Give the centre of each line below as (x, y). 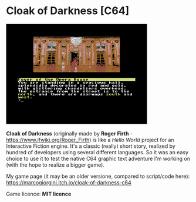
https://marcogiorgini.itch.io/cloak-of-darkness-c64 (69, 182)
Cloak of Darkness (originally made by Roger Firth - (70, 133)
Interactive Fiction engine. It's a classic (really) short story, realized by (91, 146)
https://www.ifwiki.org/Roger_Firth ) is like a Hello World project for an (90, 140)
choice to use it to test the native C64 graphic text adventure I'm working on (98, 158)
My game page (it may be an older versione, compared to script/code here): (98, 176)
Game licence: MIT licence (39, 194)
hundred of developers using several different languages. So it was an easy (97, 152)
